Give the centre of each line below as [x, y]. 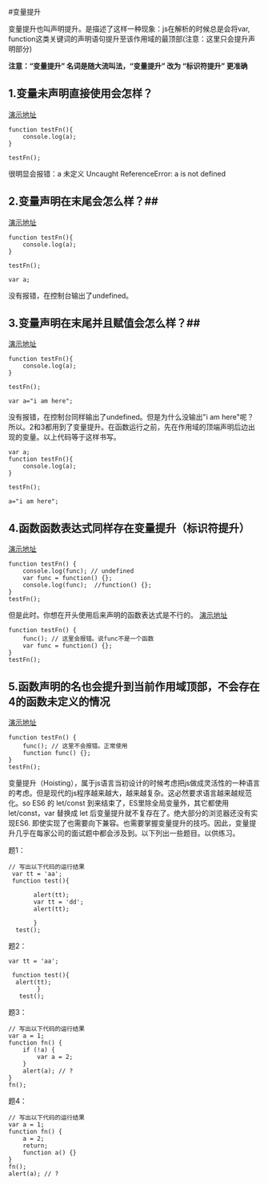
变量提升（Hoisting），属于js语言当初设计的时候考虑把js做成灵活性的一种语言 [134, 783]
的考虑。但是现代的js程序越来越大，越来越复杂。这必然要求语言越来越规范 [130, 793]
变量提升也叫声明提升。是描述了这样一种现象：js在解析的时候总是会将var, [129, 29]
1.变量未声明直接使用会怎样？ [81, 93]
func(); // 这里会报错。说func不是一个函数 [88, 639]
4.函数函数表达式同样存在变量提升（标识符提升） [129, 528]
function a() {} [50, 1153]
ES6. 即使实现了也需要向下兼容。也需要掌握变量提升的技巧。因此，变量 [132, 823]
